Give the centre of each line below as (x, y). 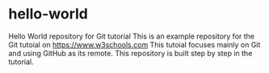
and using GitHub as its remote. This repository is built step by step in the (130, 53)
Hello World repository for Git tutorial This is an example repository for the (132, 36)
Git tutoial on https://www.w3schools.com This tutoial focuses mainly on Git (134, 44)
